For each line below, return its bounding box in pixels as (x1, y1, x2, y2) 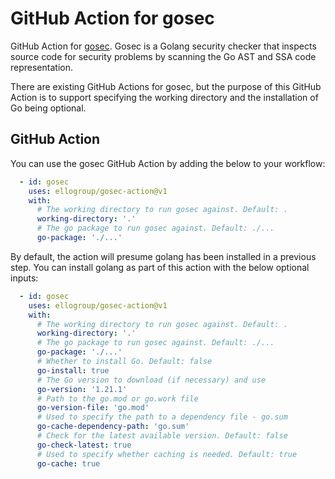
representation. (10, 61, 73, 73)
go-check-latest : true (36, 440, 132, 450)
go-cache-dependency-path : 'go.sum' (36, 422, 190, 432)
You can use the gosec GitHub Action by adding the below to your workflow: (10, 157, 326, 169)
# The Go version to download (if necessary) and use (36, 375, 267, 385)
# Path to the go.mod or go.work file (36, 393, 199, 404)
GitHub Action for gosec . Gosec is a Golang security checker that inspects (10, 40, 317, 52)
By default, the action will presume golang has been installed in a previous (10, 250, 317, 262)
